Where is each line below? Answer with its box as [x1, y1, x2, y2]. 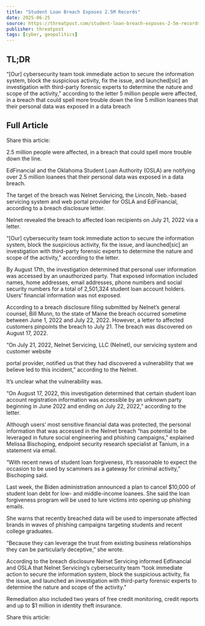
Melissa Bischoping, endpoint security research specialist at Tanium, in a [6, 440, 189, 447]
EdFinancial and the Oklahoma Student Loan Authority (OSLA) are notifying [6, 166, 195, 174]
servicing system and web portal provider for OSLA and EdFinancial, [6, 197, 178, 205]
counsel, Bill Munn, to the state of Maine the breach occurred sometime [6, 310, 187, 317]
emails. [6, 502, 24, 510]
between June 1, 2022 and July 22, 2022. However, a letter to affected [6, 316, 184, 324]
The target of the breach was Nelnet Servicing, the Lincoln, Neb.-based [6, 191, 187, 199]
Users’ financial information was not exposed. [6, 291, 122, 299]
